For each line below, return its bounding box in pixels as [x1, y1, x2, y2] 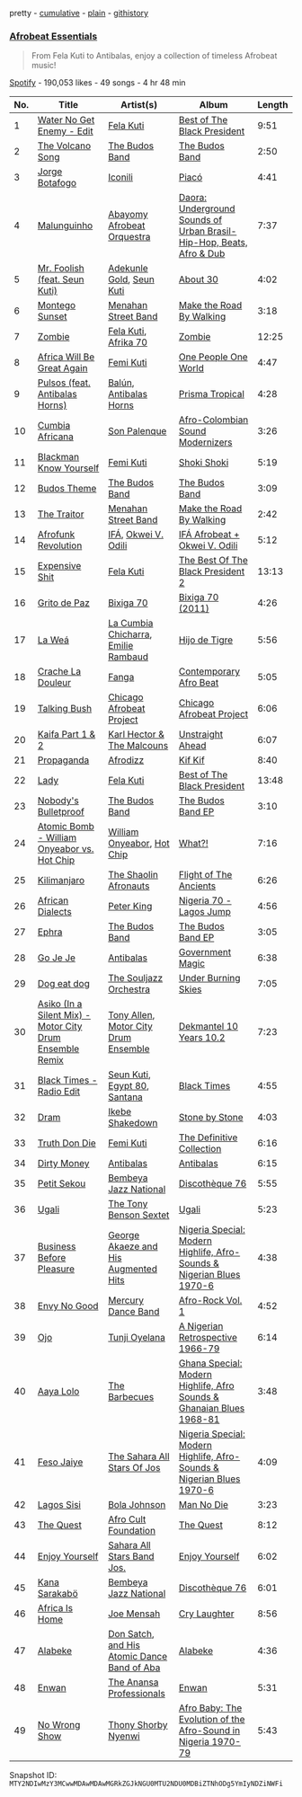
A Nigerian [178, 1320, 224, 1332]
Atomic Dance [107, 1651, 168, 1663]
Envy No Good [37, 1300, 99, 1313]
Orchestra [107, 983, 151, 996]
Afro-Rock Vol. [178, 1294, 243, 1306]
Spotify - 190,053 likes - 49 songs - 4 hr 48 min [9, 77, 186, 88]
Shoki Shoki [178, 456, 229, 469]
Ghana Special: [178, 1357, 243, 1369]
